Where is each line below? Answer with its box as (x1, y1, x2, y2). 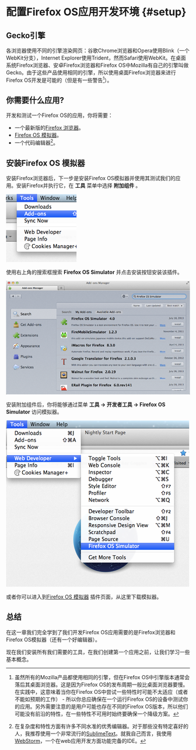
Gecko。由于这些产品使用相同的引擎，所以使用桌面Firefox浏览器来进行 (6, 69, 176, 76)
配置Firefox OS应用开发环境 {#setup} (6, 5, 187, 19)
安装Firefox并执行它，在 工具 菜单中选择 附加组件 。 (16, 182, 141, 189)
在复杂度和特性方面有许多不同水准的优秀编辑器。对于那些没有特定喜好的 (14, 723, 188, 730)
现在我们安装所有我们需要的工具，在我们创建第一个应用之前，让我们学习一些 (6, 648, 190, 655)
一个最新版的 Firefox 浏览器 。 (14, 124, 85, 132)
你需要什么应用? (6, 95, 64, 105)
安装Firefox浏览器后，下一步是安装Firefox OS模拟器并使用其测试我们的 (6, 174, 176, 181)
